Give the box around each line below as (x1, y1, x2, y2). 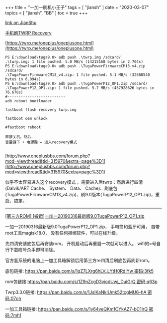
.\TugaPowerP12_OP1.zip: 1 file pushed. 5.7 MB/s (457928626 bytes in (5, 85, 155, 90)
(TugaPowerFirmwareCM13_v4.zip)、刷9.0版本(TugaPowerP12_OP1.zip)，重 (5, 192, 160, 197)
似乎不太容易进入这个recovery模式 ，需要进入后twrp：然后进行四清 (5, 179, 143, 185)
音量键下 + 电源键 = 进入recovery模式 (5, 140, 78, 145)
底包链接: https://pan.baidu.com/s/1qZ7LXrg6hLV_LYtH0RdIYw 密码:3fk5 (5, 268, 154, 274)
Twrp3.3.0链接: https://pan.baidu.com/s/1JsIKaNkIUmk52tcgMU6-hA (5, 289, 147, 295)
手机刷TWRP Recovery (5, 30, 52, 36)
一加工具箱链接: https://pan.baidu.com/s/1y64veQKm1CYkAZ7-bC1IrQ (5, 306, 148, 312)
